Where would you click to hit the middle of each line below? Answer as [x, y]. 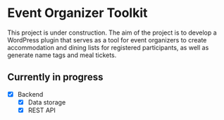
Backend [30, 94]
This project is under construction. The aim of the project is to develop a [112, 32]
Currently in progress [55, 77]
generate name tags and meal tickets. [62, 55]
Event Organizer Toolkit [77, 13]
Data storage [47, 102]
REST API [42, 110]
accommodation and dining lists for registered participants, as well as [108, 47]
